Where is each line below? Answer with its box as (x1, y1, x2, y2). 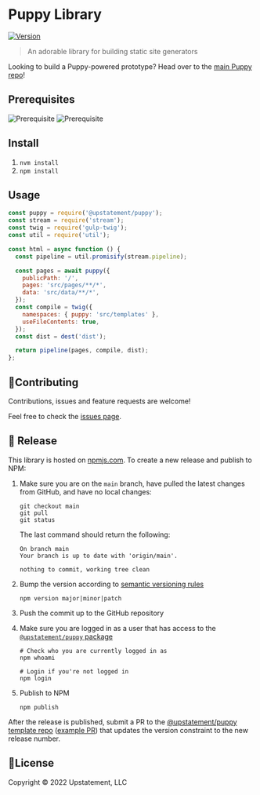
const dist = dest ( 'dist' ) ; (15, 332, 107, 341)
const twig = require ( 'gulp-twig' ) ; (8, 224, 128, 232)
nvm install (19, 159, 59, 166)
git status (19, 516, 56, 523)
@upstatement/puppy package (19, 632, 114, 641)
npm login (19, 674, 52, 682)
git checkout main (19, 502, 80, 510)
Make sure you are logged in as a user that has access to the (19, 623, 217, 633)
